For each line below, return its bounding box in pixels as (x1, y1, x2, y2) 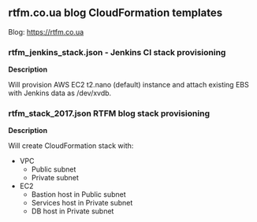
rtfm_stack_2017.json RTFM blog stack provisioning (8, 108, 210, 119)
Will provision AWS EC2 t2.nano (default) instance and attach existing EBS (8, 80, 250, 90)
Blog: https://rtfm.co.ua (8, 27, 84, 36)
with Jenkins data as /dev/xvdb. (8, 88, 112, 98)
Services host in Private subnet (31, 198, 133, 208)
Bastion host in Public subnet (31, 190, 126, 199)
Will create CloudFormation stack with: (8, 141, 134, 150)
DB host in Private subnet (31, 206, 114, 216)
